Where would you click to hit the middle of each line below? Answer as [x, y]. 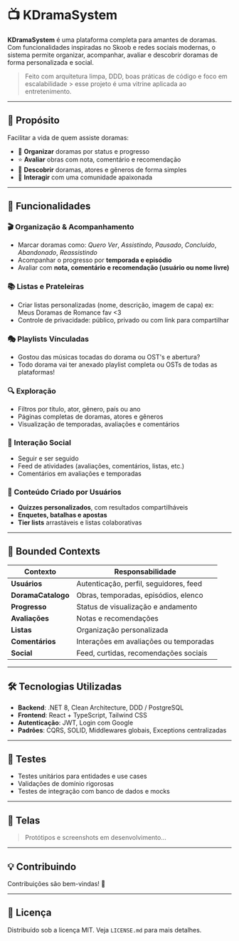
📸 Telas [24, 820]
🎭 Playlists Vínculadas [48, 339]
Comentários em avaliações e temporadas [80, 473]
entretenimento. [48, 91]
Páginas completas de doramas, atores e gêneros [90, 417]
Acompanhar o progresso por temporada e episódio [95, 260]
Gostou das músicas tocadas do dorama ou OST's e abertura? [109, 357]
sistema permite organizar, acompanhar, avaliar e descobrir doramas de [113, 55]
